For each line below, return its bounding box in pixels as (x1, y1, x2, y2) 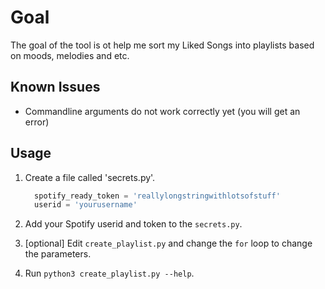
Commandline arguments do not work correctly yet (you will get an (24, 105, 301, 117)
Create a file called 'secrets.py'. (24, 171, 156, 183)
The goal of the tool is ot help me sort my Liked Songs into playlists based (10, 39, 315, 51)
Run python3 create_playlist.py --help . (24, 267, 195, 280)
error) (24, 116, 50, 128)
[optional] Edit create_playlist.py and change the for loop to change (24, 237, 313, 250)
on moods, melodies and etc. (10, 49, 130, 61)
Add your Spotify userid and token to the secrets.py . (24, 218, 243, 230)
